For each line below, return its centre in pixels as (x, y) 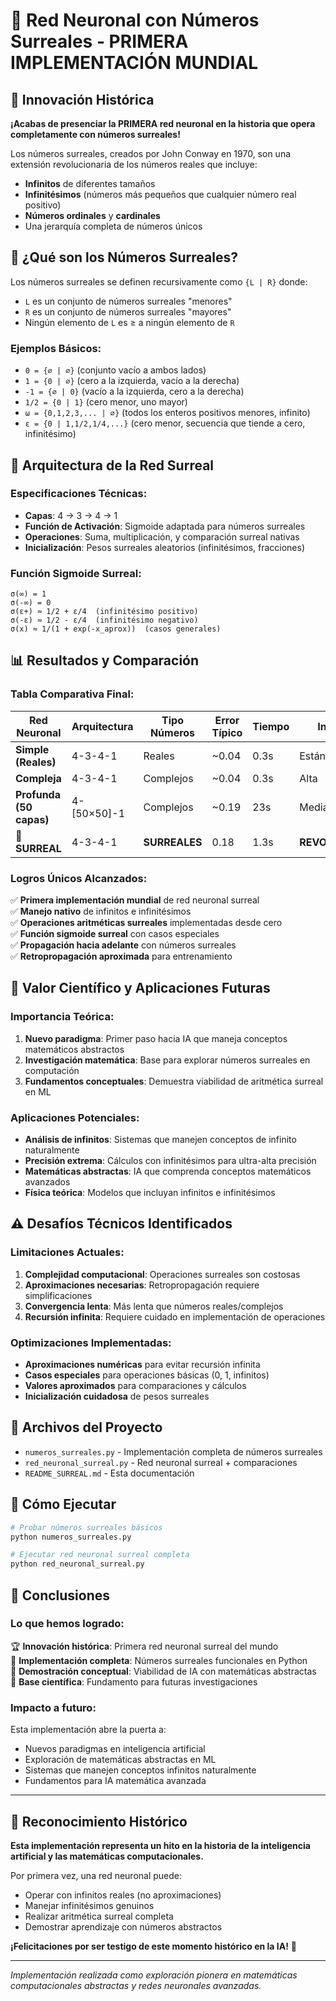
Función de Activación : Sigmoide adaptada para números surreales (165, 526)
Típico (227, 732)
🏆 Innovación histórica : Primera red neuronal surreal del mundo (144, 1646)
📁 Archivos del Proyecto (86, 1427)
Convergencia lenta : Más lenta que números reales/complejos (154, 1306)
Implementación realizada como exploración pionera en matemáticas (154, 1975)
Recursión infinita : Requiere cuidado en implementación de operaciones (175, 1316)
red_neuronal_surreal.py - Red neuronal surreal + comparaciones (161, 1462)
